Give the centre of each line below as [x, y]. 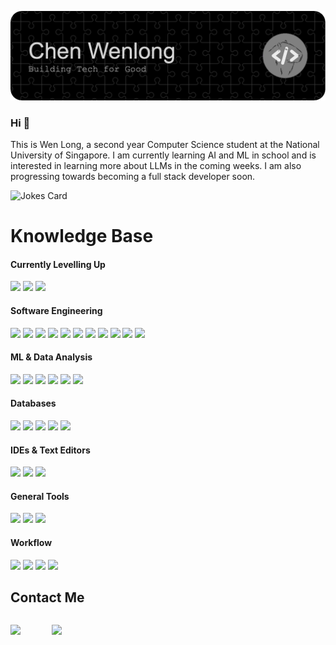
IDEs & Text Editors [50, 450]
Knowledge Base [82, 236]
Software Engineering [56, 311]
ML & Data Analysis [51, 357]
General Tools [40, 496]
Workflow [31, 543]
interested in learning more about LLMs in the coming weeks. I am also [156, 166]
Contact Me [47, 597]
